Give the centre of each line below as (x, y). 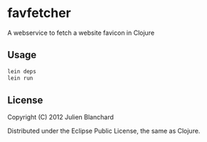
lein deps (22, 71)
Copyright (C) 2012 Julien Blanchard (60, 117)
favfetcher (39, 13)
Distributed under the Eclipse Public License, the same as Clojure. (104, 131)
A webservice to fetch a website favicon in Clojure (81, 33)
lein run (20, 78)
